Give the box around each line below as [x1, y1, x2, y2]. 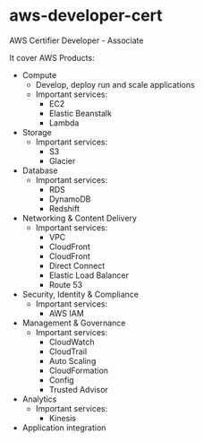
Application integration [21, 422, 106, 433]
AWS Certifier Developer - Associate [9, 35, 144, 46]
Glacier [48, 155, 76, 166]
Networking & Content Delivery [21, 212, 137, 223]
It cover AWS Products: [9, 52, 96, 63]
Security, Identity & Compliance [21, 289, 139, 299]
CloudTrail [48, 346, 88, 357]
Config [48, 374, 74, 386]
